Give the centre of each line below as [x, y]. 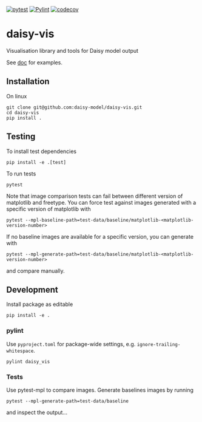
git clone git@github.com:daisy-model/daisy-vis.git [74, 107]
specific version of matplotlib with [49, 209]
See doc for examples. [34, 62]
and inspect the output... [37, 412]
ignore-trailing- [159, 344]
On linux [17, 96]
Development [32, 289]
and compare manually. [35, 271]
